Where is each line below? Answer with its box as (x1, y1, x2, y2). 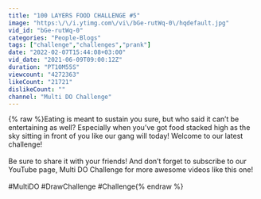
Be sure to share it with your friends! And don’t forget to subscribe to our (8, 156, 247, 166)
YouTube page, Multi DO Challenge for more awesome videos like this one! (8, 165, 254, 174)
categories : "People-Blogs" (8, 33, 102, 42)
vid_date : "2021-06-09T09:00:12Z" (8, 56, 123, 64)
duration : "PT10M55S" (8, 63, 80, 71)
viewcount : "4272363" (8, 71, 80, 78)
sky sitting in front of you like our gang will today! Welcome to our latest (8, 132, 243, 141)
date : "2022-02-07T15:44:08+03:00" (8, 48, 127, 56)
